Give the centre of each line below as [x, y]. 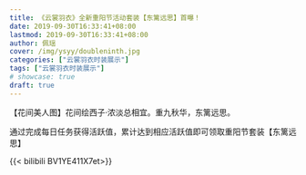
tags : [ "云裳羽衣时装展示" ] [57, 69]
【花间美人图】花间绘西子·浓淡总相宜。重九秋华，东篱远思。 [122, 112]
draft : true [32, 85]
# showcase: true [42, 77]
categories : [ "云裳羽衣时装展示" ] [69, 60]
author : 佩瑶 [33, 43]
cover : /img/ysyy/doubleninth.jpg [75, 52]
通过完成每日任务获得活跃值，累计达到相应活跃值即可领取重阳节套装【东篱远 [153, 131]
